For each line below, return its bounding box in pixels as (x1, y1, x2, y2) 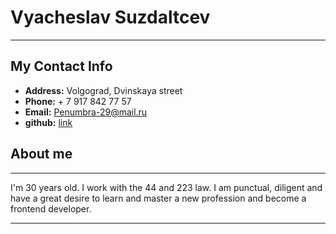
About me (10, 146, 73, 163)
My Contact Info (10, 58, 113, 75)
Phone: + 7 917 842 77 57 (24, 95, 132, 107)
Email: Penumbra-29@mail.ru (24, 106, 148, 118)
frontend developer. (10, 202, 92, 215)
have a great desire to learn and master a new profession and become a (10, 192, 307, 204)
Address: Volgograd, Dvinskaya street (24, 84, 183, 96)
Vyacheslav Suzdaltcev (10, 6, 211, 29)
